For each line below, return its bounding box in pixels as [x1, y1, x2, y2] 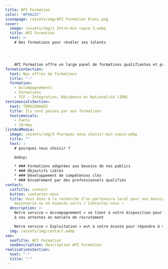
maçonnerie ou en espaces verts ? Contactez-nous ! [14, 201, 124, 206]
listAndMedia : [5, 127, 35, 132]
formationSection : [5, 66, 43, 71]
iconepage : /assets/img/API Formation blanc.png [5, 16, 108, 21]
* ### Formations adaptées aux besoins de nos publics [14, 163, 131, 169]
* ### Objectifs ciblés [14, 168, 64, 173]
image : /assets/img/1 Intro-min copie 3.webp [9, 26, 106, 31]
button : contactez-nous [9, 191, 59, 196]
